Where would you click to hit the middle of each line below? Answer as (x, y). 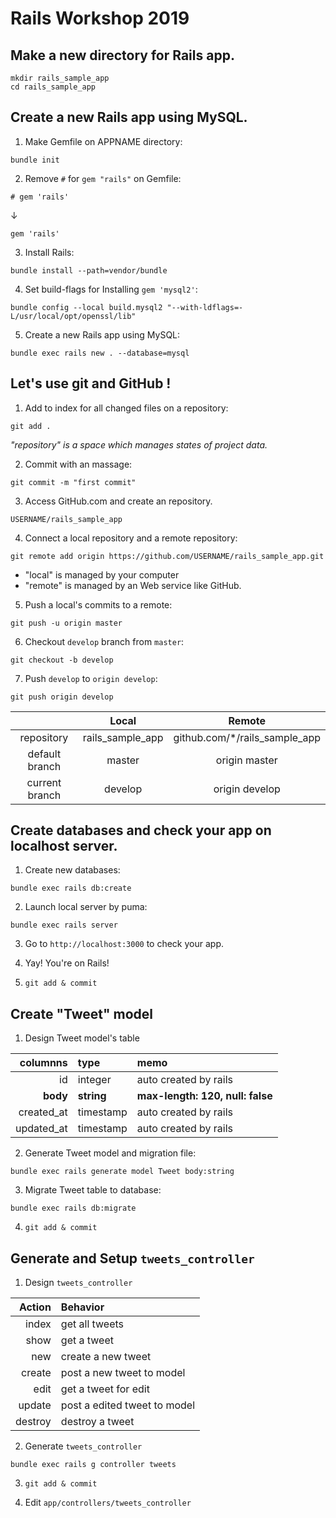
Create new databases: (72, 870)
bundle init (35, 160)
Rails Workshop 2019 (100, 18)
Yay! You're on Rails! (67, 963)
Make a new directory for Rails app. (122, 55)
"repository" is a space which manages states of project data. (139, 444)
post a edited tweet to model (128, 1405)
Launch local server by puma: (86, 907)
